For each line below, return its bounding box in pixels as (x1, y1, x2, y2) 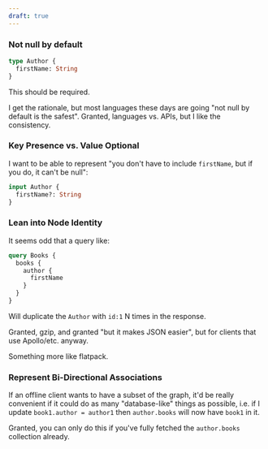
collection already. (8, 432, 71, 442)
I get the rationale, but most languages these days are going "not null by (8, 102, 250, 112)
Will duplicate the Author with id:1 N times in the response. (8, 311, 206, 321)
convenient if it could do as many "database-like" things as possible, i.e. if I (8, 399, 260, 408)
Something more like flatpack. (8, 351, 109, 361)
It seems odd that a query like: (8, 235, 110, 245)
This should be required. (8, 87, 91, 97)
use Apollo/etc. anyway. (8, 335, 89, 345)
